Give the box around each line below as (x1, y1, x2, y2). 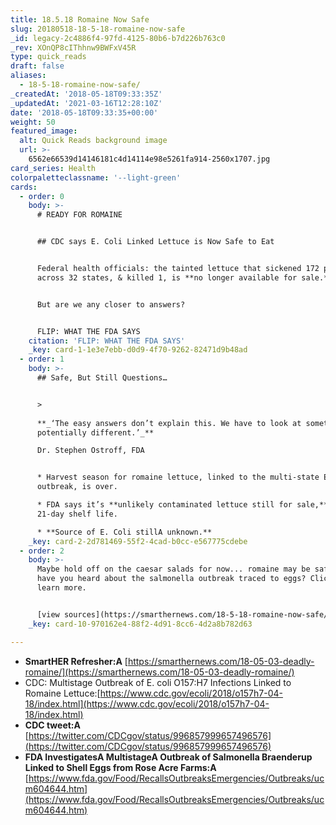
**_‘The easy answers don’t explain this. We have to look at (36, 418, 302, 428)
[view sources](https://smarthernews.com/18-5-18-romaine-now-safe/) (36, 609, 333, 620)
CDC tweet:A (24, 719, 81, 731)
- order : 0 (19, 191, 65, 201)
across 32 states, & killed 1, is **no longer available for (36, 272, 298, 283)
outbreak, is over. (36, 482, 118, 492)
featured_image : (10, 126, 78, 136)
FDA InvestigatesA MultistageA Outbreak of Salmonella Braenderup (24, 751, 313, 763)
